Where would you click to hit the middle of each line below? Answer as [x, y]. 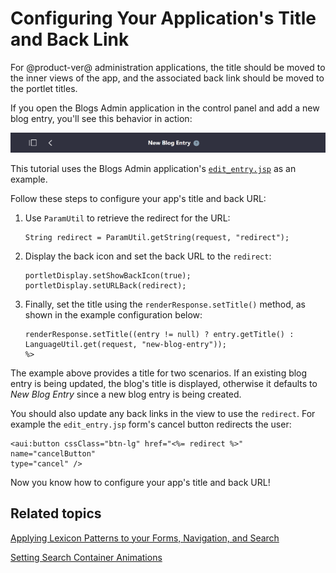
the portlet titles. [44, 88]
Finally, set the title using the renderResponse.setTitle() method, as [165, 304]
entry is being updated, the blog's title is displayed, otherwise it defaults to [164, 383]
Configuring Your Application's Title [163, 18]
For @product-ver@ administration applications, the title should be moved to [168, 67]
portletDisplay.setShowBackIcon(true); [108, 275]
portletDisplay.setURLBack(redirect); [105, 285]
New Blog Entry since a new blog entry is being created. [126, 394]
